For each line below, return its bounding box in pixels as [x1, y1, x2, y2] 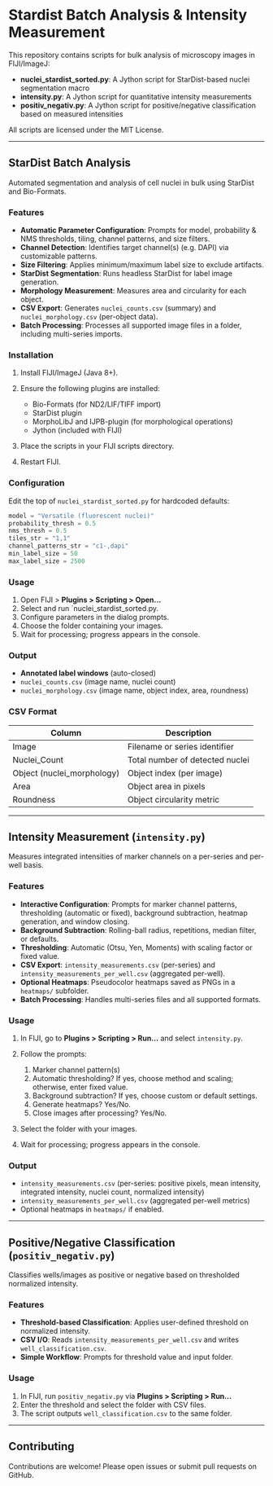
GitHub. [8, 1470, 34, 1479]
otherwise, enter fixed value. [32, 1082, 128, 1093]
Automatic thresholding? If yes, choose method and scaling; [32, 1074, 234, 1084]
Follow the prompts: [19, 1049, 87, 1059]
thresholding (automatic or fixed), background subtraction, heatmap [19, 908, 248, 917]
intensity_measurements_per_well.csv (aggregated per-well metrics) [19, 1196, 250, 1206]
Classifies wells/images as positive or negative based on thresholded [8, 1270, 240, 1280]
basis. [24, 860, 44, 870]
